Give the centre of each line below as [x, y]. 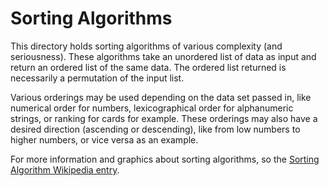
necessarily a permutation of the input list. [97, 78]
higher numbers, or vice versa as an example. [104, 139]
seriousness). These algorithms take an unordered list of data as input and [163, 56]
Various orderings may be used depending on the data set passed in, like [161, 97]
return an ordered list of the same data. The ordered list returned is [148, 67]
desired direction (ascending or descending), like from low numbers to [155, 129]
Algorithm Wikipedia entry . [65, 169]
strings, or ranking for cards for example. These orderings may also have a [164, 118]
